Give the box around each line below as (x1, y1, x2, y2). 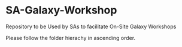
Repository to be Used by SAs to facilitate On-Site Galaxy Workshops (5, 23, 177, 30)
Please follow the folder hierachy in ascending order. (5, 34, 136, 41)
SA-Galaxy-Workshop (5, 4, 117, 17)
